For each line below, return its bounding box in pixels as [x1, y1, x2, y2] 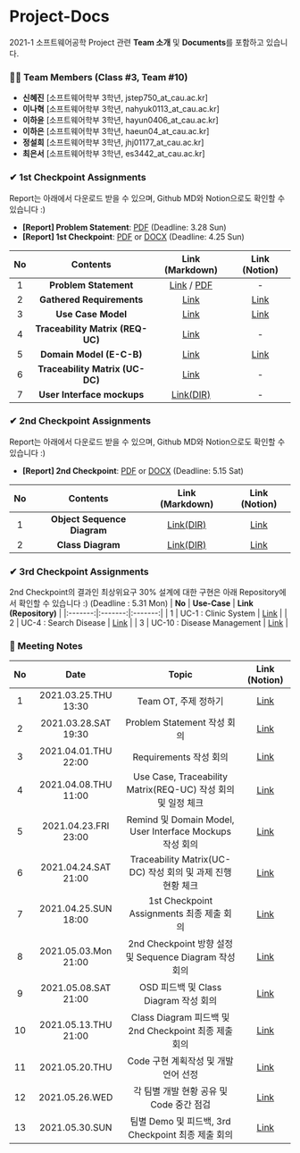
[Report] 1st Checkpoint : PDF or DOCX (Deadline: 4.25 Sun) [21, 231, 246, 242]
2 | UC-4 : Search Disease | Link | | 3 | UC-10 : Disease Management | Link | [9, 618, 288, 628]
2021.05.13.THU [38, 1019, 112, 1031]
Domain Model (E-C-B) [39, 348, 143, 360]
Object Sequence [50, 512, 127, 525]
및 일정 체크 [157, 797, 204, 810]
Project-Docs [9, 6, 110, 27]
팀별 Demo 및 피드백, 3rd [129, 1115, 231, 1128]
